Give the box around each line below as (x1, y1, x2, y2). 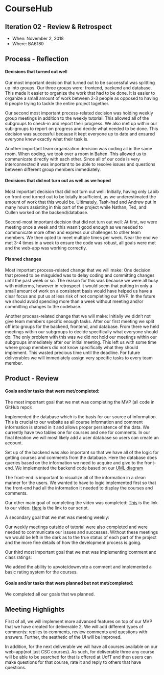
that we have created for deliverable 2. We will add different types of (5, 623, 143, 629)
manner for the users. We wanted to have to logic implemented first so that (5, 480, 156, 486)
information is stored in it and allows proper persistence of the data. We (5, 424, 150, 430)
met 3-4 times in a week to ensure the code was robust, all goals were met (5, 240, 156, 245)
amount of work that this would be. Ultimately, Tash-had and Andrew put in (5, 199, 157, 205)
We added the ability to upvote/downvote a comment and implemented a (5, 564, 152, 569)
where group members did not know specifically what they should (5, 345, 139, 350)
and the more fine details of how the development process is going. (5, 540, 141, 545)
